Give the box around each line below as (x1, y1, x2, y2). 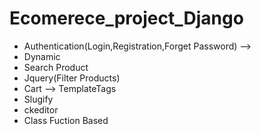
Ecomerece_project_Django (9, 7, 244, 30)
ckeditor (23, 103, 59, 116)
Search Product (23, 61, 89, 73)
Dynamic (23, 50, 61, 62)
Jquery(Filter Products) (23, 72, 121, 84)
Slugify (23, 93, 54, 105)
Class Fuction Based (23, 114, 109, 126)
